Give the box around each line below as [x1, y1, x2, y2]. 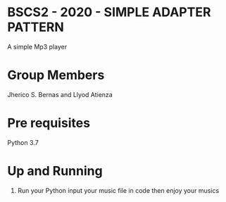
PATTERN [7, 19, 65, 35]
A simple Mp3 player [7, 42, 68, 51]
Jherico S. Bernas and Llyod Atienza [7, 90, 113, 99]
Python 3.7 [7, 138, 39, 146]
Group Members [7, 68, 105, 83]
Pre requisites [7, 115, 90, 131]
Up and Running [7, 163, 103, 179]
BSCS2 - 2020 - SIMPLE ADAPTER [7, 4, 211, 20]
